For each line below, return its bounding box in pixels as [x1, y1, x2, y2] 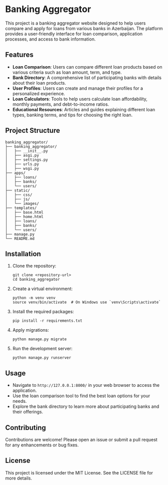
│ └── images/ [5, 201, 39, 206]
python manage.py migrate [12, 337, 67, 342]
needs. [12, 398, 27, 404]
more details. [5, 475, 33, 481]
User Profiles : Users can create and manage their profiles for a [12, 85, 143, 91]
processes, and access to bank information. [5, 36, 96, 42]
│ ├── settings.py [5, 157, 49, 162]
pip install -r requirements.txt [12, 318, 83, 324]
